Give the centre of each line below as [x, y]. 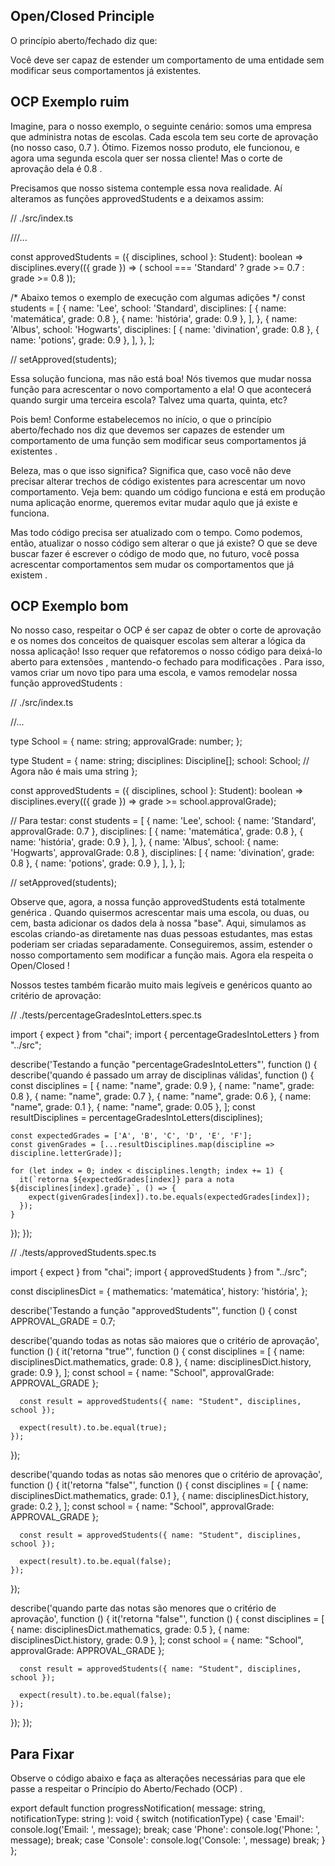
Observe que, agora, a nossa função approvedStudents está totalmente [158, 902]
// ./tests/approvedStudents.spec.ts [83, 1253]
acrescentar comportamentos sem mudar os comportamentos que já [152, 564]
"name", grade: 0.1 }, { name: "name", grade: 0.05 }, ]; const [133, 1107]
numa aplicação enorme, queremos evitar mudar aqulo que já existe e [154, 502]
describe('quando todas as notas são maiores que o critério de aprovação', [165, 1341]
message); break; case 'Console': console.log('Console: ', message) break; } [168, 1840]
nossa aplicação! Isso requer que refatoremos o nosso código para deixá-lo [166, 651]
